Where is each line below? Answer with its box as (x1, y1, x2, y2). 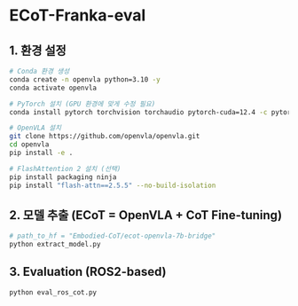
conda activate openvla (9, 83, 98, 92)
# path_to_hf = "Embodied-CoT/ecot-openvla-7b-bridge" (9, 231, 216, 240)
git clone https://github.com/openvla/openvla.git (9, 132, 200, 141)
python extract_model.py (9, 240, 101, 249)
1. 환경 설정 (9, 43, 67, 58)
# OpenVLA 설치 (9, 123, 62, 133)
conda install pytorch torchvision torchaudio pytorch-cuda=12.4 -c (9, 107, 268, 116)
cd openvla (9, 140, 50, 149)
